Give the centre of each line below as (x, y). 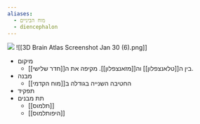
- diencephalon (36, 27)
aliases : (20, 14)
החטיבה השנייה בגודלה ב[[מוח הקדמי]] (80, 83)
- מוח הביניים (29, 20)
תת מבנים (31, 98)
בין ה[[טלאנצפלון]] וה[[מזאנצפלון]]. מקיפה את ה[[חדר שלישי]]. (111, 69)
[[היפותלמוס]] (46, 113)
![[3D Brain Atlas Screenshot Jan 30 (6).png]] (81, 48)
